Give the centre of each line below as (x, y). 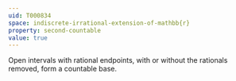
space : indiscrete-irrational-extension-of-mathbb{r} (99, 23)
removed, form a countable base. (63, 69)
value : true (28, 38)
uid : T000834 (30, 15)
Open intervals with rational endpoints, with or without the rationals (118, 60)
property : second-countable (55, 30)
